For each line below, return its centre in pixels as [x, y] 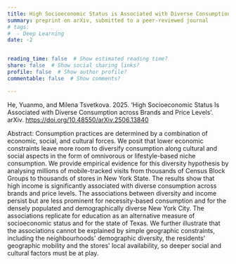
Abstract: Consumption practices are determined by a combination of [108, 133]
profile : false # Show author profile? [67, 72]
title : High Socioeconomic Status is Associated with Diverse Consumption [119, 14]
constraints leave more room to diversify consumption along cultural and [112, 148]
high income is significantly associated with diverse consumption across [112, 186]
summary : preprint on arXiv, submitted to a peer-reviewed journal [108, 20]
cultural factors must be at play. [53, 253]
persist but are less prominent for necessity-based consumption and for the [117, 201]
